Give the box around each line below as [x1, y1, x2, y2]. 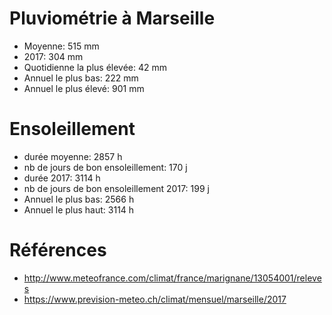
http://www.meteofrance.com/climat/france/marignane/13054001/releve [23, 272, 322, 284]
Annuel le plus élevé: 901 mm [23, 82, 145, 94]
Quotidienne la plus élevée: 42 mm [23, 61, 168, 73]
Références [9, 239, 107, 262]
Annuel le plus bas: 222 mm [23, 72, 139, 84]
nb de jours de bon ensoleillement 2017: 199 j [23, 182, 210, 194]
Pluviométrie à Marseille [9, 7, 216, 30]
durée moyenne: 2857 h [23, 150, 123, 162]
